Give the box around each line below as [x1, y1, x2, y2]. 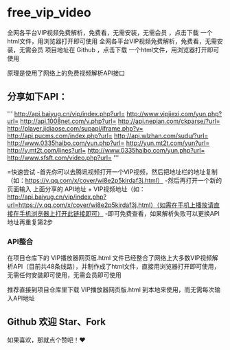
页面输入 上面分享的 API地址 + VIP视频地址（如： [7, 184, 146, 193]
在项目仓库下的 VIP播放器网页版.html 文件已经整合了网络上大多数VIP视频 [7, 254, 213, 262]
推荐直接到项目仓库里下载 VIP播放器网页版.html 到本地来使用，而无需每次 [7, 285, 215, 294]
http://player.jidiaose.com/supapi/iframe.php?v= [7, 124, 143, 132]
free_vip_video [7, 5, 91, 21]
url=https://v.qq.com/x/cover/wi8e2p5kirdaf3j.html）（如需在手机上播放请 [7, 201, 214, 209]
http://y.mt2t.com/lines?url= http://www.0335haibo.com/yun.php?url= [7, 146, 205, 154]
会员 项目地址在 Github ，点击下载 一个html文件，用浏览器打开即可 [30, 45, 220, 54]
